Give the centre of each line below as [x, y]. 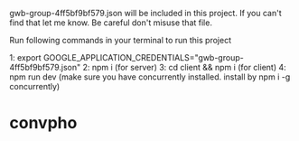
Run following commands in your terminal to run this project [121, 40]
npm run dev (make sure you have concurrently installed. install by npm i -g [150, 77]
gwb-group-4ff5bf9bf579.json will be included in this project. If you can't [145, 13]
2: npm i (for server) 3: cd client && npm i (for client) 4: [184, 67]
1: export [26, 57]
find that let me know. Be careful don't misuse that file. [111, 23]
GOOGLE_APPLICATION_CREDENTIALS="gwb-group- [144, 57]
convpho [43, 123]
